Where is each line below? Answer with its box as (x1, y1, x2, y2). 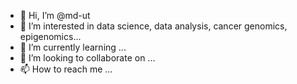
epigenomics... (19, 31, 82, 42)
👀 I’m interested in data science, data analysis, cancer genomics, (19, 20, 288, 32)
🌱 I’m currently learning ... (19, 41, 127, 53)
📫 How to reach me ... (19, 63, 113, 75)
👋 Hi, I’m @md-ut (19, 10, 91, 21)
